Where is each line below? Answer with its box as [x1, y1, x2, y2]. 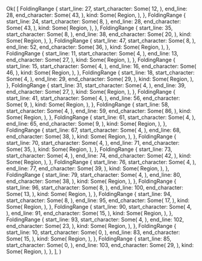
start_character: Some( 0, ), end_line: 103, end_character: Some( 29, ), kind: [6, 242, 194, 248]
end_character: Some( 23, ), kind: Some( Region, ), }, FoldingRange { [6, 223, 177, 229]
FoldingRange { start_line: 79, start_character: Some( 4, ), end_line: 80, [6, 171, 182, 178]
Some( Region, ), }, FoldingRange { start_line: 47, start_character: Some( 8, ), [6, 37, 196, 44]
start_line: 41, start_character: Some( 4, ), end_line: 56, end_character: [6, 94, 180, 102]
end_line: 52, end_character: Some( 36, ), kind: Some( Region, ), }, [6, 43, 171, 51]
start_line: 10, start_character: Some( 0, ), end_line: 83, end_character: [6, 229, 180, 236]
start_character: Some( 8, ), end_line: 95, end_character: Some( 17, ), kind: [6, 197, 190, 204]
